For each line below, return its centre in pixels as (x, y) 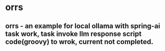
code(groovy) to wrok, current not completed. (79, 42)
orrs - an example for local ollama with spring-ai (83, 26)
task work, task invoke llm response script (73, 34)
